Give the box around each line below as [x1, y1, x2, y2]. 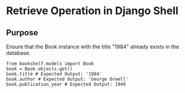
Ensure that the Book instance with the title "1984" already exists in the [6, 43, 180, 50]
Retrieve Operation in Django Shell [6, 4, 179, 18]
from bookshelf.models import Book [6, 61, 94, 67]
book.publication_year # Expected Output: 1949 [6, 81, 126, 87]
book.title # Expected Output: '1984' [6, 71, 102, 77]
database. [6, 49, 31, 57]
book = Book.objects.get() [6, 66, 73, 72]
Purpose [6, 28, 39, 38]
